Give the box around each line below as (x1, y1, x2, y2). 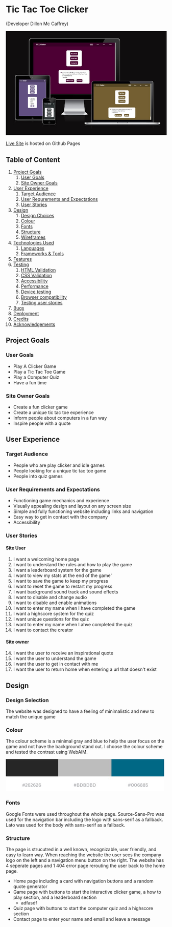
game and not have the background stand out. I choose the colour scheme (6, 744, 163, 750)
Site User (6, 545, 26, 551)
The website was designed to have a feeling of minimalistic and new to (6, 708, 155, 714)
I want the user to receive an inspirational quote (13, 650, 114, 656)
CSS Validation (20, 273, 53, 279)
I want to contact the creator (13, 627, 73, 633)
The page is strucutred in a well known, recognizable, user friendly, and (6, 846, 157, 852)
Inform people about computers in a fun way (13, 415, 107, 421)
